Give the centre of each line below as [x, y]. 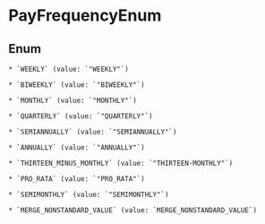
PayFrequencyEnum [85, 16]
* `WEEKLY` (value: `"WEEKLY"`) [68, 69]
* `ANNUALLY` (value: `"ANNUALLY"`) [77, 148]
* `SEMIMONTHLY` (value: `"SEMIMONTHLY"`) [89, 194]
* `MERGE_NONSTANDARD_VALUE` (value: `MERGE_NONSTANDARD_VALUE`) [132, 211]
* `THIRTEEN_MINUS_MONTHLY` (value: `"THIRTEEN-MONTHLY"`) [121, 163]
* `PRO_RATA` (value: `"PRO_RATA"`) [77, 179]
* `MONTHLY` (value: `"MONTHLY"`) [73, 100]
